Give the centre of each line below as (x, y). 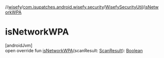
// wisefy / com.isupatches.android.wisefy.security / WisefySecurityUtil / (75, 7)
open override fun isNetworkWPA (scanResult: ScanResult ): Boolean (74, 50)
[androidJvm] (19, 45)
